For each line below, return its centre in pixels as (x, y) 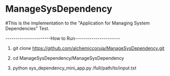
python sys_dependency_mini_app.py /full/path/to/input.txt (75, 68)
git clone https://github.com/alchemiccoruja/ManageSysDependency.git (89, 48)
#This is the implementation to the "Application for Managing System (78, 23)
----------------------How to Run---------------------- (63, 38)
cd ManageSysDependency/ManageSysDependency (68, 58)
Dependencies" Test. (27, 28)
